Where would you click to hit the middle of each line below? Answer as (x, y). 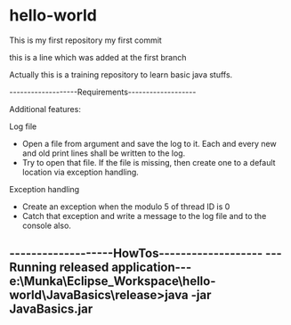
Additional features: (45, 109)
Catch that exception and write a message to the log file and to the (144, 215)
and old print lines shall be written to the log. (104, 153)
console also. (46, 225)
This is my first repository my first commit (85, 40)
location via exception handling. (81, 172)
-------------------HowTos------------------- (136, 253)
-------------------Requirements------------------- (103, 92)
